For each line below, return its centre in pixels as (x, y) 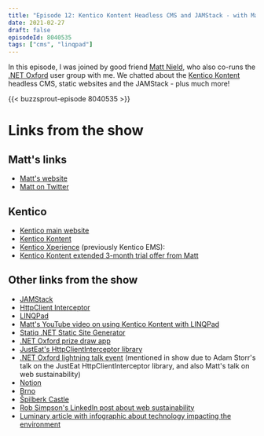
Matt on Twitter (44, 187)
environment (40, 424)
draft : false (29, 30)
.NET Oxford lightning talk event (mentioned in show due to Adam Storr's (137, 357)
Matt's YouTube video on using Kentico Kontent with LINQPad (119, 324)
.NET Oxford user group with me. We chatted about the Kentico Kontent (124, 75)
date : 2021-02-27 (37, 23)
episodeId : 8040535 (40, 37)
